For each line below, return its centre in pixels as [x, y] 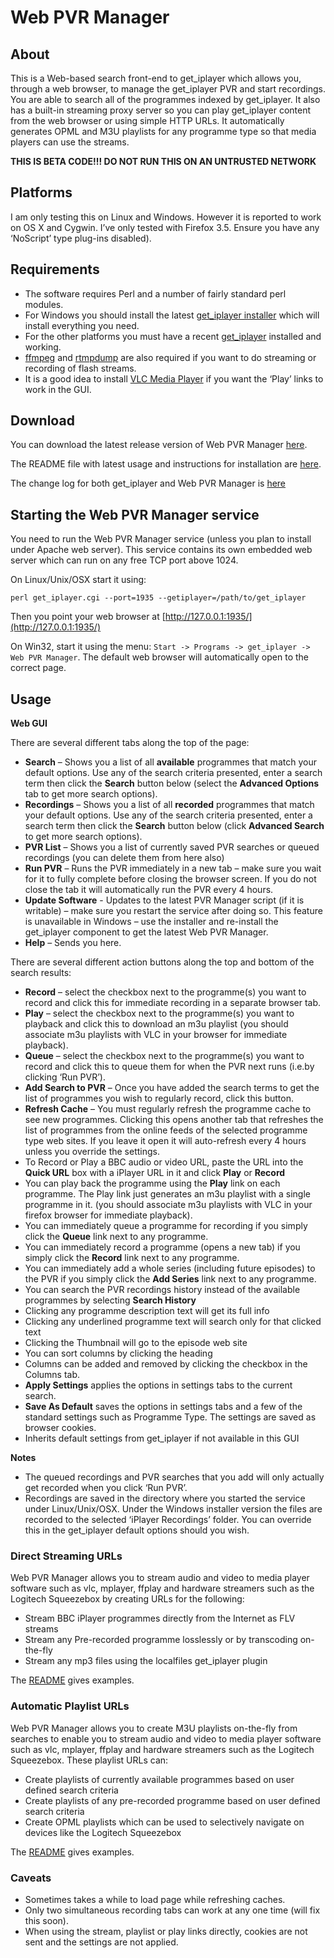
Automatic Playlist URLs [70, 1706]
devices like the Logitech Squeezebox [103, 1832]
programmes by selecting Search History [110, 1300]
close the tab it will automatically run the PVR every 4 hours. [149, 890]
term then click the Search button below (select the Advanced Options [172, 783]
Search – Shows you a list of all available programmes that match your [170, 762]
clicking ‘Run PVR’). [65, 1077]
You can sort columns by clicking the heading [118, 1353]
